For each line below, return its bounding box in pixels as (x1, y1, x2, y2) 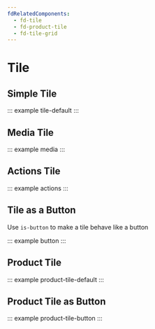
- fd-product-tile (13, 23, 68, 30)
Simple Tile (7, 87, 57, 99)
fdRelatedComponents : (7, 10, 71, 17)
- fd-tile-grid (13, 29, 58, 37)
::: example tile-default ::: (7, 106, 79, 115)
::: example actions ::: (7, 183, 68, 192)
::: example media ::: (7, 145, 66, 154)
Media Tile (7, 127, 54, 139)
